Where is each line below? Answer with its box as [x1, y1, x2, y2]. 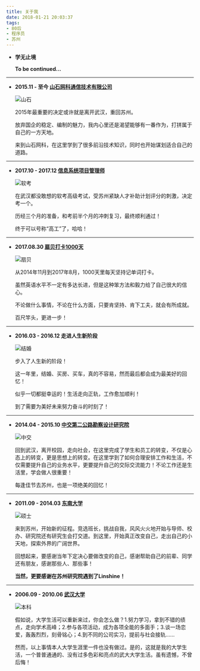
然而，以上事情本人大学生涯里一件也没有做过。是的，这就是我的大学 [14, 644, 182, 651]
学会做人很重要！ [30, 469, 73, 476]
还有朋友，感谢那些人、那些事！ [14, 560, 93, 567]
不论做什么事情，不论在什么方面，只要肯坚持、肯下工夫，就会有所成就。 [14, 301, 192, 308]
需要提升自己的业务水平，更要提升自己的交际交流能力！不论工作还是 [20, 461, 187, 468]
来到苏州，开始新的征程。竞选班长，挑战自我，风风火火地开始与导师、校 [14, 525, 192, 532]
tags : [6, 20, 20, 26]
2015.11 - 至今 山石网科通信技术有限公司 [14, 83, 112, 90]
